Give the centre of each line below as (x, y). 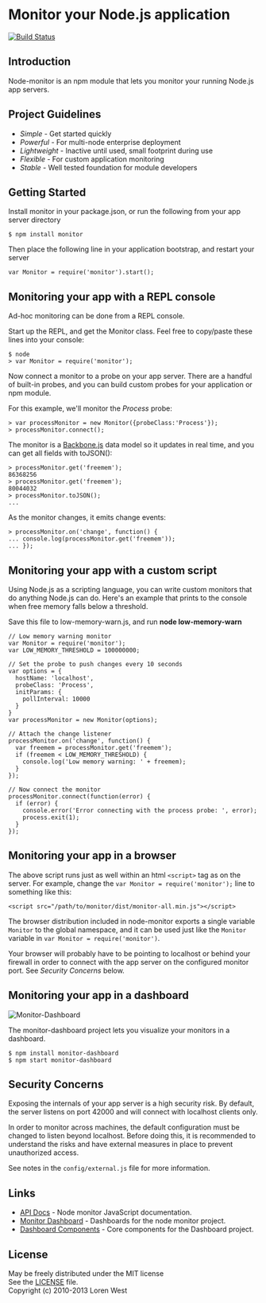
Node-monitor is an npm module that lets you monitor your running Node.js (131, 80)
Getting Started (47, 192)
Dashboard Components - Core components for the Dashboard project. (137, 1229)
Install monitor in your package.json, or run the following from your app (124, 212)
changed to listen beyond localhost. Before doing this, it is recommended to (132, 1136)
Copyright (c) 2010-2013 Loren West (68, 1290)
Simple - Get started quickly (66, 134)
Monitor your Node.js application (119, 15)
